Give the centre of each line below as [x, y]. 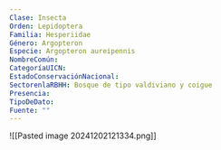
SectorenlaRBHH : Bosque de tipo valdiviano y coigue [111, 85]
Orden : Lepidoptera [46, 26]
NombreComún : [34, 60]
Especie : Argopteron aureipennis [72, 52]
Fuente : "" [30, 110]
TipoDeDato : [32, 102]
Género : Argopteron [46, 43]
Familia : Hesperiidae [50, 34]
